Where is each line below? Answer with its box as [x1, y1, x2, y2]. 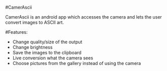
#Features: [5, 29, 28, 35]
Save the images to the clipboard [12, 50, 82, 55]
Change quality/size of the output [12, 39, 82, 45]
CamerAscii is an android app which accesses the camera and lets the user [5, 14, 162, 20]
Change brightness [12, 44, 53, 50]
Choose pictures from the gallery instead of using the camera [12, 60, 141, 66]
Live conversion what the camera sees [12, 55, 94, 61]
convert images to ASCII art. [5, 20, 64, 25]
